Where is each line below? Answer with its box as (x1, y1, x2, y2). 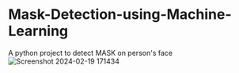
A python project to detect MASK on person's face (8, 48, 173, 57)
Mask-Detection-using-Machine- (8, 5, 232, 24)
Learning (8, 22, 69, 40)
